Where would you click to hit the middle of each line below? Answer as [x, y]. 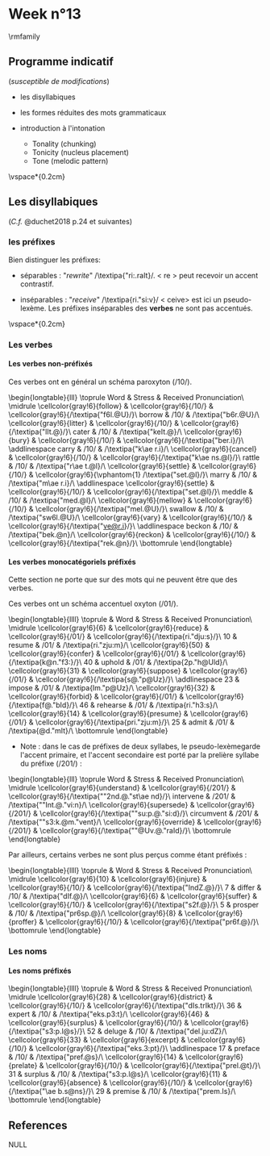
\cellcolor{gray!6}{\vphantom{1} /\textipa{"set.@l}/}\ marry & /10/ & [146, 474]
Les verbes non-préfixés [50, 364]
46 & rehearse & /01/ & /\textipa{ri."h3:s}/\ [149, 705]
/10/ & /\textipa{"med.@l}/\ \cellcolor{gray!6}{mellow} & [100, 500]
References [38, 1125]
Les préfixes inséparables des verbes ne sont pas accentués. [150, 308]
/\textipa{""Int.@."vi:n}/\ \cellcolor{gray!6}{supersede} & [102, 805]
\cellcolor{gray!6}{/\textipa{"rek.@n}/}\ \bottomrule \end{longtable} [120, 543]
